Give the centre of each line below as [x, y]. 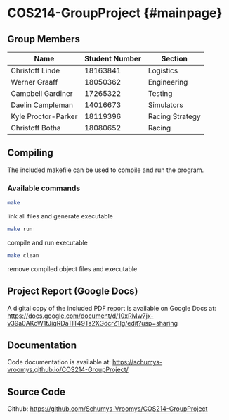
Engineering [168, 82]
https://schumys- [137, 362]
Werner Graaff [34, 82]
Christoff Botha [36, 128]
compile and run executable [47, 242]
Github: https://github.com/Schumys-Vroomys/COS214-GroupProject [107, 409]
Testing [160, 93]
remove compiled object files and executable [72, 268]
